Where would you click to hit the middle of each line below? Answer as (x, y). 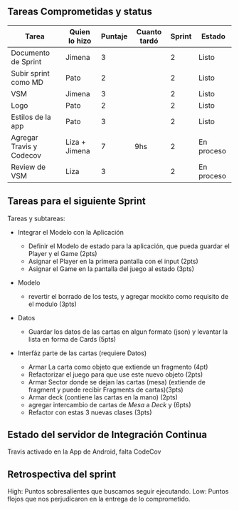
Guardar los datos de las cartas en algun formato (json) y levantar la (128, 332)
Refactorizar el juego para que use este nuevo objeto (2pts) (116, 374)
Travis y (24, 146)
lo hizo (80, 41)
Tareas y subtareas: (36, 218)
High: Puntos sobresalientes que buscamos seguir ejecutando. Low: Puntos (118, 491)
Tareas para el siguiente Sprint (76, 202)
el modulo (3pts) (52, 304)
